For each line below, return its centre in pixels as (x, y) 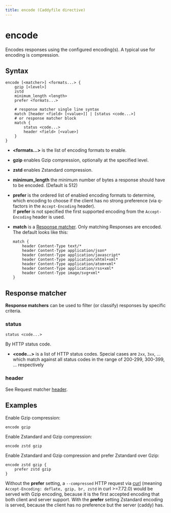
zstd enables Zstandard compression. (53, 170)
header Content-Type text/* (52, 246)
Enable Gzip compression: (33, 417)
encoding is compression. (32, 55)
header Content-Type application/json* (65, 251)
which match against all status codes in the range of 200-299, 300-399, (89, 359)
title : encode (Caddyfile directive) (45, 10)
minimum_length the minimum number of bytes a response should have (89, 180)
